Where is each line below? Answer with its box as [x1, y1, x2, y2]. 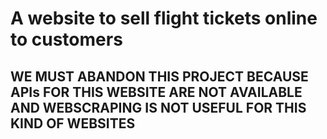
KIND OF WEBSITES [10, 115, 136, 132]
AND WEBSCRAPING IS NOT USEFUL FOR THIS [10, 99, 307, 116]
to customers [10, 28, 123, 51]
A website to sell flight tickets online [10, 7, 318, 30]
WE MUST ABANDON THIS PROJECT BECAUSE [10, 68, 309, 85]
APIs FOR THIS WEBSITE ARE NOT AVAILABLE [10, 83, 303, 101]
